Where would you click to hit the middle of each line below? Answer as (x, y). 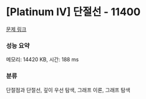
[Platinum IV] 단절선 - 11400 (73, 12)
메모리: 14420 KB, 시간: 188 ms (42, 59)
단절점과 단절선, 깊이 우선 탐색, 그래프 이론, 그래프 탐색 (68, 90)
